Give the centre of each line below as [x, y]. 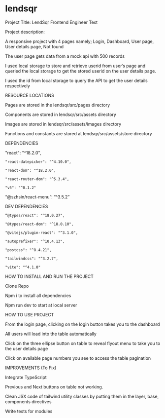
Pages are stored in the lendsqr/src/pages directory [58, 105]
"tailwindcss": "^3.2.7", [32, 259]
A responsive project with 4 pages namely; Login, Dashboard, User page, [80, 41]
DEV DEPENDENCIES [27, 206]
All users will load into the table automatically [51, 334]
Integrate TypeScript [26, 377]
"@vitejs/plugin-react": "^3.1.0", [42, 232]
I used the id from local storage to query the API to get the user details [76, 80]
